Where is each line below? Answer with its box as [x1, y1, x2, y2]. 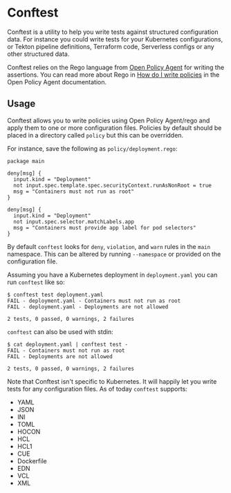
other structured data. [7, 50, 70, 58]
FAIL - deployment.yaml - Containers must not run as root [7, 297, 181, 304]
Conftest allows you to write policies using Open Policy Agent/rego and [7, 116, 210, 124]
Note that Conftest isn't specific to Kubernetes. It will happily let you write [7, 377, 217, 385]
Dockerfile [17, 456, 47, 465]
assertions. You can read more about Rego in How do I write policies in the [7, 71, 220, 79]
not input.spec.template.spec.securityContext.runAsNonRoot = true [13, 182, 212, 189]
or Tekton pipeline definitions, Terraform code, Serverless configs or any [7, 42, 214, 50]
